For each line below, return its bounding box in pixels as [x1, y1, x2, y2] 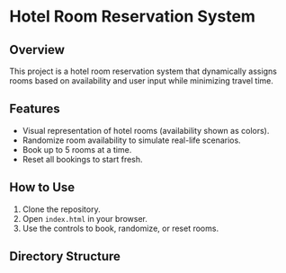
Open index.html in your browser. [22, 213, 148, 224]
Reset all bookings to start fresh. [22, 154, 143, 164]
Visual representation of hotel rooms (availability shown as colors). [22, 125, 270, 136]
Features [9, 101, 60, 117]
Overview [9, 42, 66, 57]
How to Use [9, 180, 76, 195]
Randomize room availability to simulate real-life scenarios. [22, 135, 241, 145]
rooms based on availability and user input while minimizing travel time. [9, 75, 274, 86]
